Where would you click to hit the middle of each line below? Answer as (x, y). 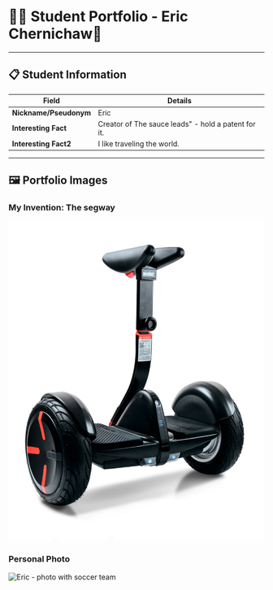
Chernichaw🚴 (55, 34)
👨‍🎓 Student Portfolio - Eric (98, 17)
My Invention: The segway (62, 207)
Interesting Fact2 (41, 144)
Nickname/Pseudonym (52, 112)
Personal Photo (39, 559)
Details (180, 101)
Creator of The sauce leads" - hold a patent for (177, 124)
